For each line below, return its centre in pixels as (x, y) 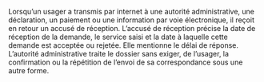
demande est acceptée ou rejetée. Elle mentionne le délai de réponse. (123, 45)
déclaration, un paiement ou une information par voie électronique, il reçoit (131, 20)
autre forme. (29, 70)
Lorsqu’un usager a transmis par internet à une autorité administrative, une (131, 12)
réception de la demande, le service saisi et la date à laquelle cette (118, 37)
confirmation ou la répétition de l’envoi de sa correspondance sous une (126, 62)
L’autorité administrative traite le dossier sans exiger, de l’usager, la (119, 54)
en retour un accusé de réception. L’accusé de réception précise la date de (132, 28)
